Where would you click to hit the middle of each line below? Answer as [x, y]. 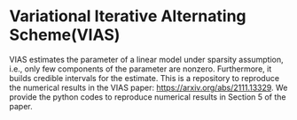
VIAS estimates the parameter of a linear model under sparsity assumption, [146, 59]
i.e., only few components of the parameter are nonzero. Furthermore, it [141, 69]
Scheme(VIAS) [65, 35]
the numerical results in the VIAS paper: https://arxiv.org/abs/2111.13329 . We [148, 87]
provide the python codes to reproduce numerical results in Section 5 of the [148, 97]
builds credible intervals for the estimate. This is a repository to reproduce [145, 78]
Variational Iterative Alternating [128, 16]
